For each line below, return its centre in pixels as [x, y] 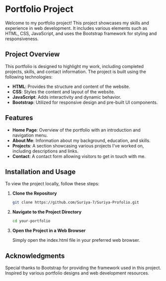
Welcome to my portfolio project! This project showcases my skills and [77, 23]
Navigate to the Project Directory [47, 212]
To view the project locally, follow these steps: [52, 184]
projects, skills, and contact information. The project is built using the [76, 71]
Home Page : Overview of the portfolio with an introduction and [76, 130]
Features [19, 118]
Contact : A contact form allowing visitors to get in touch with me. [79, 156]
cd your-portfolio [31, 221]
